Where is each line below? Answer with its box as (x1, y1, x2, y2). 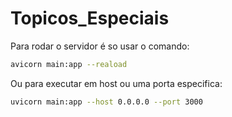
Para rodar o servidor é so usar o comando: (10, 40, 190, 52)
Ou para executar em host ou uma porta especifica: (10, 77, 223, 89)
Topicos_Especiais (10, 7, 170, 30)
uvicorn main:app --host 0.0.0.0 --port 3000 (10, 97, 203, 107)
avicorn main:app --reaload (10, 59, 128, 69)
